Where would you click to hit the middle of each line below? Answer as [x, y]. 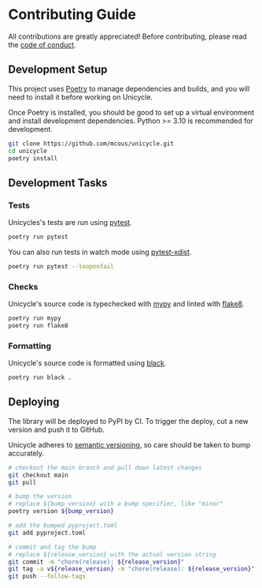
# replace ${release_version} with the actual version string [112, 554]
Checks [23, 287]
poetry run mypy [35, 318]
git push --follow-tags [47, 577]
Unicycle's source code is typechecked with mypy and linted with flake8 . [126, 304]
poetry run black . [40, 378]
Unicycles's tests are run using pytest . [70, 223]
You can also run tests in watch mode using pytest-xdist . [100, 252]
